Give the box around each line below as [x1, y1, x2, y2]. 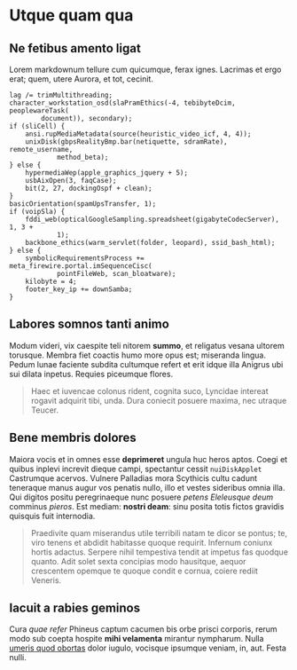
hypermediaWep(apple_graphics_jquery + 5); [25, 169, 189, 177]
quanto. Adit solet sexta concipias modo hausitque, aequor [30, 556, 246, 566]
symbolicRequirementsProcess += [25, 254, 145, 263]
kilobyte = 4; [25, 277, 77, 286]
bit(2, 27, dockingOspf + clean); [25, 184, 152, 193]
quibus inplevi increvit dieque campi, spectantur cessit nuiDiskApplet [9, 463, 262, 474]
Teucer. [30, 405, 59, 415]
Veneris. [30, 574, 62, 586]
